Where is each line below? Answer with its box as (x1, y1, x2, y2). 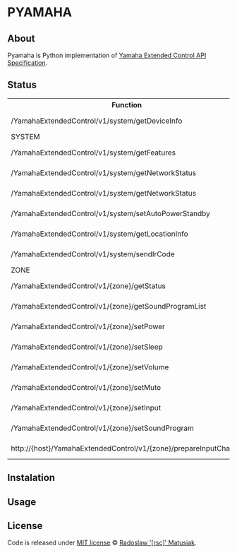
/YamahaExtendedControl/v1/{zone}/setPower (11, 321, 166, 331)
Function (111, 100, 142, 109)
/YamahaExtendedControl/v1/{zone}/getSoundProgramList (11, 301, 207, 311)
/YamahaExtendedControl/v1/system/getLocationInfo (11, 229, 188, 239)
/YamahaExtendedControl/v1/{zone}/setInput (11, 403, 161, 412)
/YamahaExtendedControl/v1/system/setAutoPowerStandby (11, 208, 210, 218)
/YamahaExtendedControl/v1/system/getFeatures (11, 148, 176, 157)
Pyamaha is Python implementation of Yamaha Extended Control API (7, 51, 207, 59)
